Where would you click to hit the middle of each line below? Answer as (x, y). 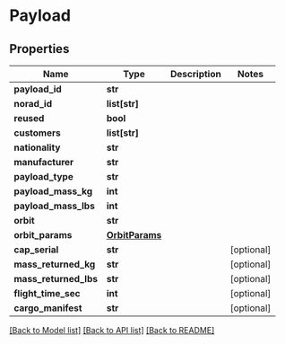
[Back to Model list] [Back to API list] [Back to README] (112, 330)
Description (195, 74)
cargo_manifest (48, 308)
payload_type (43, 176)
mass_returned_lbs (56, 279)
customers (37, 133)
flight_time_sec (47, 293)
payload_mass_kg (53, 191)
